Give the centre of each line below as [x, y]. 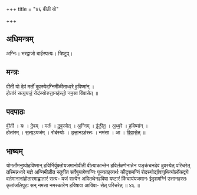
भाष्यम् [14, 151]
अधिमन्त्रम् [20, 39]
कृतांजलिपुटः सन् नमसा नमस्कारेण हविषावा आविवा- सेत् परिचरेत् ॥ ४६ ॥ [73, 186]
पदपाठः [16, 112]
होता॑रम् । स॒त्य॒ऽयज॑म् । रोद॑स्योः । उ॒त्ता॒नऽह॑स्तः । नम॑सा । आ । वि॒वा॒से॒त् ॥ [76, 133]
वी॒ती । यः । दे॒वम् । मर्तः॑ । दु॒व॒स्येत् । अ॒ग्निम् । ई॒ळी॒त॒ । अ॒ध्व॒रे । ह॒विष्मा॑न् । [77, 126]
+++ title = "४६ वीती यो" [32, 9]
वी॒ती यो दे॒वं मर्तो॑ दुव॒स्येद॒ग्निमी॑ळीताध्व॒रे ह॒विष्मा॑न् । [50, 86]
